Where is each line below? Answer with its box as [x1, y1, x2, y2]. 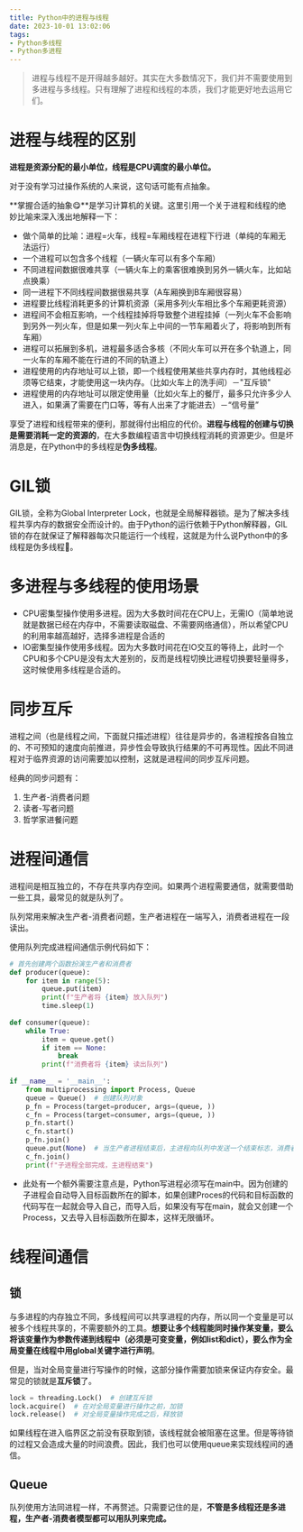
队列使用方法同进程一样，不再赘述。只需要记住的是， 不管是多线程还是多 [9, 1502, 278, 1513]
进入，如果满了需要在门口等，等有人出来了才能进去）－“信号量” [22, 399, 260, 410]
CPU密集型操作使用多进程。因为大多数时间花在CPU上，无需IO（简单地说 [22, 608, 294, 619]
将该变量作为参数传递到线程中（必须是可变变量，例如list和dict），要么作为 [9, 1334, 285, 1344]
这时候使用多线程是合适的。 [22, 664, 126, 674]
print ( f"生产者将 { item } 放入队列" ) [41, 993, 169, 1002]
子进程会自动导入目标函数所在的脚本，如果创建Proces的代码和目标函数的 [22, 1189, 294, 1200]
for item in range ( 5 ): [25, 976, 111, 986]
